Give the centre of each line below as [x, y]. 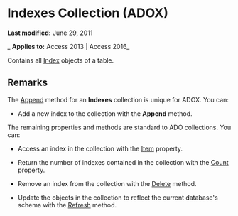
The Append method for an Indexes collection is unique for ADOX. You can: [118, 99]
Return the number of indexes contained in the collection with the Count [123, 162]
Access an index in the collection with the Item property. [100, 148]
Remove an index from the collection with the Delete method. [107, 183]
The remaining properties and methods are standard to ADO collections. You [119, 127]
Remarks [28, 83]
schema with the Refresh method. [67, 205]
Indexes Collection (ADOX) [88, 13]
